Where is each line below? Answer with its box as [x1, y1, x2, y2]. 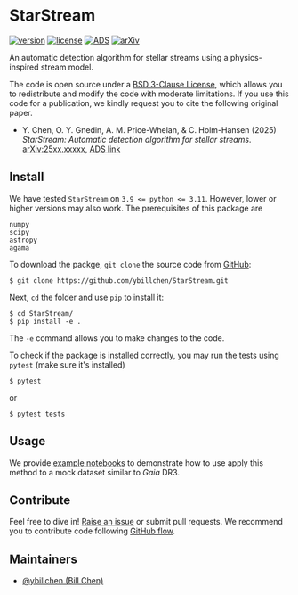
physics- [230, 52, 262, 62]
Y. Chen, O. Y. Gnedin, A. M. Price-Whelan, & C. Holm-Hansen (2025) [21, 124, 278, 135]
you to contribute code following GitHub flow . [9, 525, 176, 536]
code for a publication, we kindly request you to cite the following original [9, 97, 278, 108]
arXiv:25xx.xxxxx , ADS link [21, 144, 121, 154]
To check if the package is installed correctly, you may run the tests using [9, 350, 280, 360]
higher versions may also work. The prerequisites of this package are [9, 202, 263, 213]
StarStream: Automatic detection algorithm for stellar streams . [21, 134, 252, 145]
